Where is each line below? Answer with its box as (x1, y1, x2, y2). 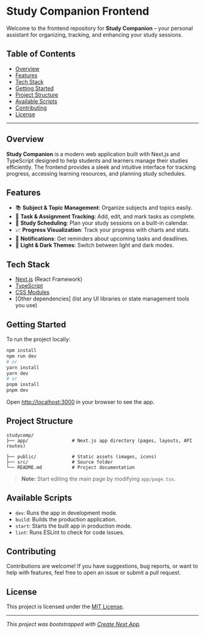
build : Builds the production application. (15, 515, 117, 523)
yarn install (6, 364, 40, 371)
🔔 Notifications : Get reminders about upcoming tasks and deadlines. (15, 235, 189, 242)
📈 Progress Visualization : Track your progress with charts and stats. (15, 226, 190, 234)
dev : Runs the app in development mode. (15, 509, 118, 517)
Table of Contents (6, 49, 76, 59)
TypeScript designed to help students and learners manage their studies (6, 157, 188, 164)
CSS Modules (15, 289, 50, 296)
